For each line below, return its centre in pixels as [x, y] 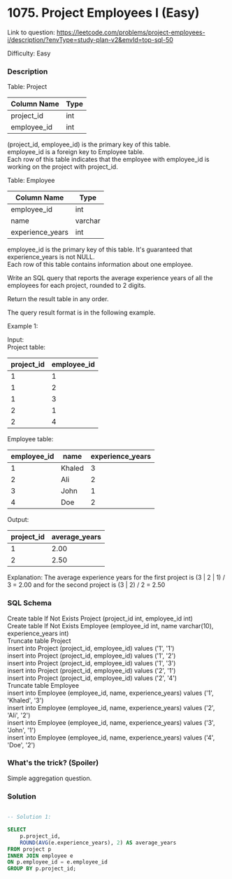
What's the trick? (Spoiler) [53, 763]
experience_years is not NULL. [51, 257]
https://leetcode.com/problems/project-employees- [131, 32]
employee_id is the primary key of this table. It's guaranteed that [100, 249]
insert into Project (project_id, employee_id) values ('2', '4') [92, 678]
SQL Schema [30, 603]
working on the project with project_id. [63, 167]
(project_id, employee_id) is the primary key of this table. [89, 144]
